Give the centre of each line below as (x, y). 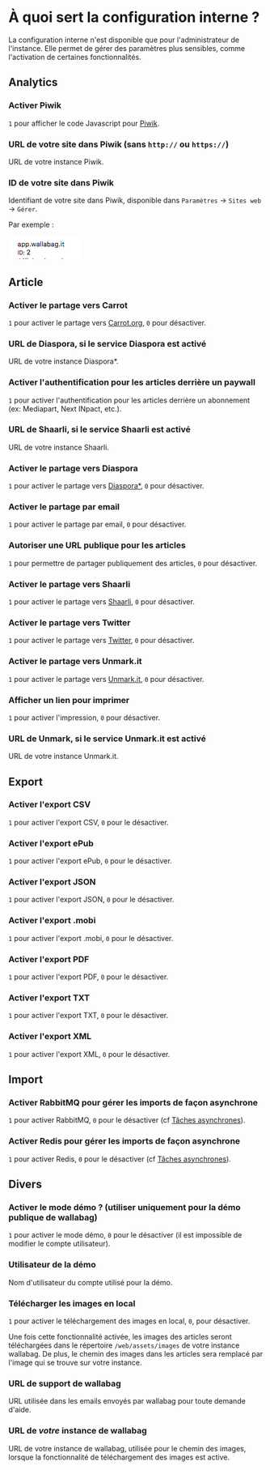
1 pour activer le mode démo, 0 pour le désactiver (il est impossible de (125, 1235)
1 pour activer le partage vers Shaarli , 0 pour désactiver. (102, 601)
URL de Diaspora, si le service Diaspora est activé (108, 343)
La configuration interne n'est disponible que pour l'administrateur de (124, 40)
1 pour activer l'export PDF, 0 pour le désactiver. (89, 977)
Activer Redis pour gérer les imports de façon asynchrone (124, 1141)
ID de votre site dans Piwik (61, 182)
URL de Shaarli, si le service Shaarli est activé (100, 429)
